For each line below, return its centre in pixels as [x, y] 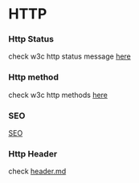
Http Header [33, 154]
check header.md [37, 171]
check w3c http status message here [69, 56]
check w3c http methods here [58, 95]
